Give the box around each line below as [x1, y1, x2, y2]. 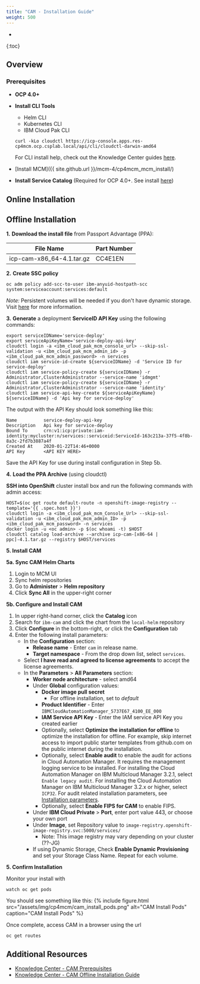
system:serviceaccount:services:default [6, 287, 108, 293]
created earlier [41, 720, 78, 728]
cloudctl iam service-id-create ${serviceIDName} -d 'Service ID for [6, 359, 183, 365]
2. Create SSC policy [6, 270, 58, 277]
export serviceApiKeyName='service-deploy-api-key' [6, 338, 137, 344]
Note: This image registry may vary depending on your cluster [41, 833, 194, 840]
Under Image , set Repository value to [32, 821, 125, 829]
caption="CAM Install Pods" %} [6, 910, 84, 917]
